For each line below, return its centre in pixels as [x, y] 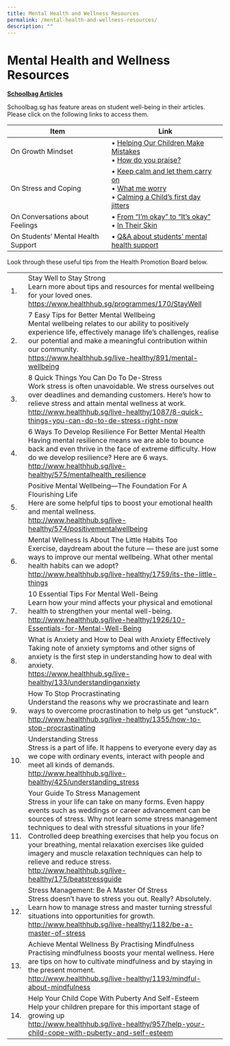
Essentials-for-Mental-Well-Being [85, 628]
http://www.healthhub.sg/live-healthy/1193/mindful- [115, 979]
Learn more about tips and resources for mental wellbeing [121, 287]
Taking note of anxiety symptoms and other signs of [112, 648]
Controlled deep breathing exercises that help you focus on [124, 837]
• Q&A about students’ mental [159, 236]
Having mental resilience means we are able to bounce [116, 440]
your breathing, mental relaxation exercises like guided [116, 845]
